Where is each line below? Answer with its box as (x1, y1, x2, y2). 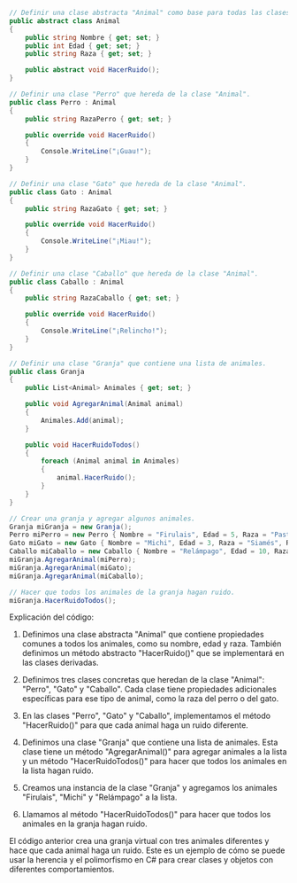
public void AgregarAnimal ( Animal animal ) (25, 400, 184, 409)
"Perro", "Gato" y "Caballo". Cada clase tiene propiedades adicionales (21, 684, 277, 695)
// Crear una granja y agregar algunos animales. (9, 514, 196, 523)
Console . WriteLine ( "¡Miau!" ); (41, 237, 152, 246)
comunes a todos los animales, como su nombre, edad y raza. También (21, 638, 282, 649)
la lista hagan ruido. (21, 765, 95, 776)
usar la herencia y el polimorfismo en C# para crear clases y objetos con (9, 855, 274, 865)
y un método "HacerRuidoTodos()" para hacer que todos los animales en (21, 756, 287, 767)
